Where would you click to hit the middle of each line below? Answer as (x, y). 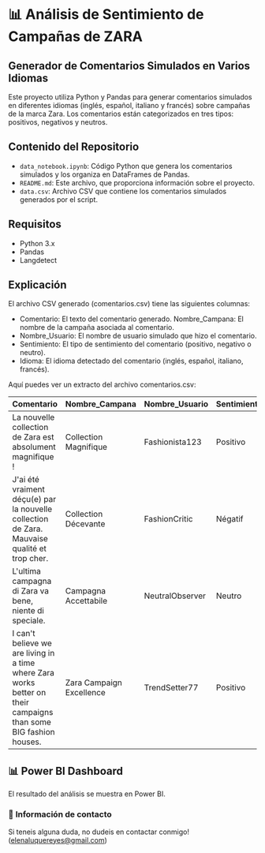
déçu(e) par (34, 499)
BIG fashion (34, 732)
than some (32, 722)
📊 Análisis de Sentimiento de (106, 15)
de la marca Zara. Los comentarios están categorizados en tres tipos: (121, 114)
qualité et (30, 548)
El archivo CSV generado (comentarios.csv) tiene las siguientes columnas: (129, 304)
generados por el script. (59, 199)
